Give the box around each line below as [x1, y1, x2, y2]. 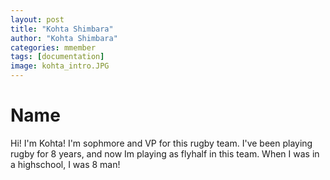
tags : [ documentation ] [10, 52, 105, 62]
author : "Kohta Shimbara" [10, 33, 118, 43]
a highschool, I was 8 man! [10, 158, 121, 170]
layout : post [10, 14, 65, 25]
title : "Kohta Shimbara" [10, 24, 114, 34]
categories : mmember [10, 42, 97, 53]
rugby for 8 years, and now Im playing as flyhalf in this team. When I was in [10, 147, 320, 160]
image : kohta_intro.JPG [10, 61, 110, 71]
